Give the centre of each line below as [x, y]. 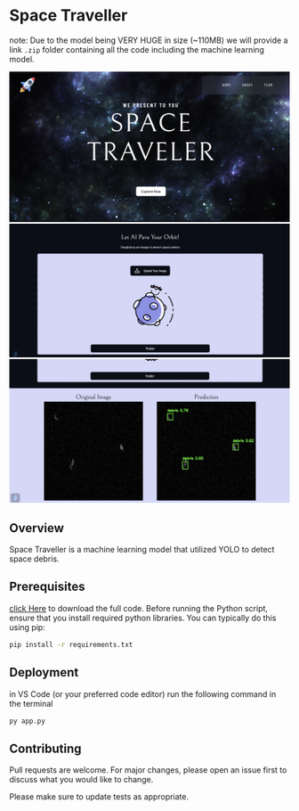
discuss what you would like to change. [81, 780]
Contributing [45, 748]
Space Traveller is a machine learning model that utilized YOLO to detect [142, 550]
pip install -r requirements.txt [71, 644]
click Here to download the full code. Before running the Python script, [139, 608]
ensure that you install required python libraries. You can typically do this [143, 618]
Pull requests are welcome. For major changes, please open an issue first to [148, 770]
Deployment [44, 672]
